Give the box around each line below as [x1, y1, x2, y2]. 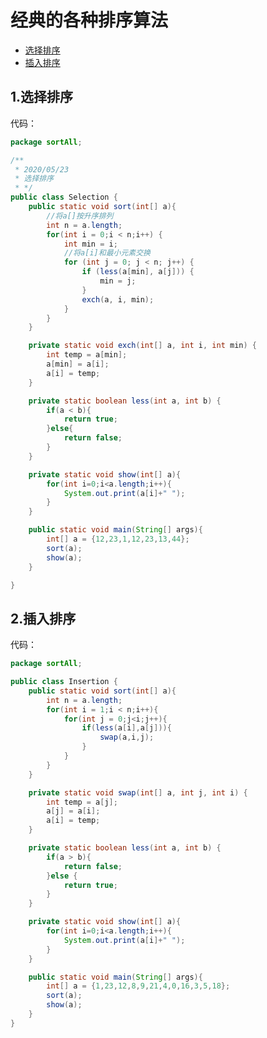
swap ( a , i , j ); [99, 732, 155, 743]
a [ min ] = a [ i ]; [46, 359, 110, 369]
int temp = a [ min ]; [46, 350, 128, 360]
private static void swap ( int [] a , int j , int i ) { [28, 787, 248, 798]
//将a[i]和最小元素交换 [63, 248, 151, 258]
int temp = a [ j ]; [46, 797, 118, 807]
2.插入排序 [10, 610, 77, 627]
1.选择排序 [10, 89, 74, 106]
